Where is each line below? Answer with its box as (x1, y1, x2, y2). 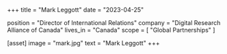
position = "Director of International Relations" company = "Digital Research (7, 19, 221, 26)
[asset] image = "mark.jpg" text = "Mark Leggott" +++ (7, 39, 160, 47)
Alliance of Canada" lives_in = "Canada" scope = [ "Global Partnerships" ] (7, 26, 215, 34)
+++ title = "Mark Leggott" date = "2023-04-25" (7, 6, 144, 13)
